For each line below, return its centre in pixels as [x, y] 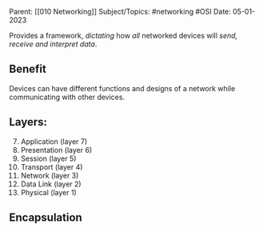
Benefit [28, 69]
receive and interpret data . [53, 44]
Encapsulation [46, 218]
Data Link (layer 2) [51, 184]
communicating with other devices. [67, 97]
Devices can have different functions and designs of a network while [122, 88]
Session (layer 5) [48, 158]
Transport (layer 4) [52, 166]
